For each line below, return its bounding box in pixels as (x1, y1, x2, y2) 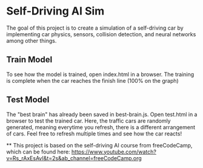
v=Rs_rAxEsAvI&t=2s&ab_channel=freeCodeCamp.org (6, 154, 142, 161)
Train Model (6, 54, 53, 65)
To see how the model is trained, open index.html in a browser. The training (6, 71, 195, 78)
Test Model (6, 95, 50, 105)
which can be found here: (6, 148, 71, 155)
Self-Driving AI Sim (6, 4, 105, 18)
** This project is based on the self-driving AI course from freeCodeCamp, (6, 141, 193, 149)
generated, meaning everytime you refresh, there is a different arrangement (6, 123, 196, 131)
